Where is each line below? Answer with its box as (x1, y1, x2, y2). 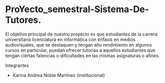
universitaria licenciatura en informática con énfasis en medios (5, 36, 136, 43)
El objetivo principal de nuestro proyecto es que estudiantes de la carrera (5, 31, 158, 37)
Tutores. (5, 14, 41, 26)
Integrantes (5, 62, 29, 68)
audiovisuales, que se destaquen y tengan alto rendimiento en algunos (5, 41, 152, 48)
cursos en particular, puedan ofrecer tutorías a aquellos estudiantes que (5, 47, 155, 53)
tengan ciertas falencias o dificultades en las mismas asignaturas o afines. (5, 52, 160, 59)
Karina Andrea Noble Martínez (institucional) (12, 72, 105, 78)
